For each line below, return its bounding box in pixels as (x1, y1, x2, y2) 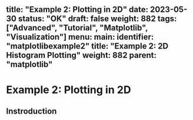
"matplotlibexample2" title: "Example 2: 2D (6, 41, 169, 52)
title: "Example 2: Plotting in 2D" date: (6, 5, 149, 15)
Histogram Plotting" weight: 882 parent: (6, 50, 157, 60)
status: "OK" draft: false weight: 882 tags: (18, 14, 177, 24)
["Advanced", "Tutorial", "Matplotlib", (6, 23, 148, 33)
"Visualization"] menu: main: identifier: (6, 32, 154, 42)
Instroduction (6, 106, 57, 116)
